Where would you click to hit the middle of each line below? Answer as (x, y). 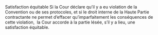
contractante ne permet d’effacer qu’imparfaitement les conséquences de (79, 17)
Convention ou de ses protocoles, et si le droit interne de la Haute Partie (77, 12)
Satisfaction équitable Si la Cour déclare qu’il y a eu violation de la (71, 7)
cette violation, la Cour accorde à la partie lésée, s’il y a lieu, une (70, 22)
